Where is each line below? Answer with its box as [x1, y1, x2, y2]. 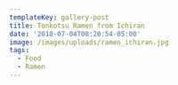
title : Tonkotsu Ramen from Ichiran [9, 21, 145, 30]
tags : [9, 46, 29, 55]
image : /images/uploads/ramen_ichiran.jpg [9, 37, 169, 47]
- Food [17, 54, 42, 63]
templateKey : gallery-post [9, 12, 109, 22]
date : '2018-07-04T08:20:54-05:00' [9, 29, 142, 38]
